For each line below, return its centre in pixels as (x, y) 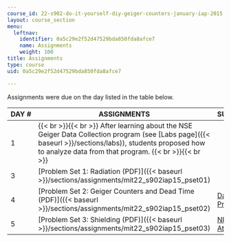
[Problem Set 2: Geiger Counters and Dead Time (116, 191)
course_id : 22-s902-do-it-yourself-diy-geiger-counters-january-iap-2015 (115, 13)
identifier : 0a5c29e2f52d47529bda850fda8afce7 (87, 39)
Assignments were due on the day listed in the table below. (90, 97)
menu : (15, 26)
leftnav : (26, 33)
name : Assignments (46, 46)
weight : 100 (36, 52)
